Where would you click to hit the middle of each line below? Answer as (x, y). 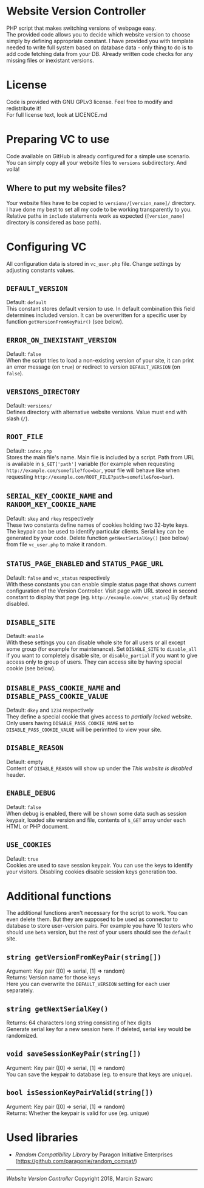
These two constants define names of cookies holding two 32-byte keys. (98, 525)
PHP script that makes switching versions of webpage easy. (81, 28)
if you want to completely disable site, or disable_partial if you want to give (102, 656)
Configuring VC (46, 247)
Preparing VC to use (58, 140)
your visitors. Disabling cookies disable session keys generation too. (92, 872)
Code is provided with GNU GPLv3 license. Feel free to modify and (90, 102)
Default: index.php (29, 451)
